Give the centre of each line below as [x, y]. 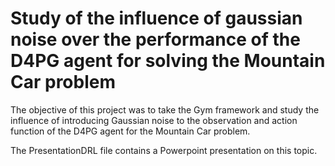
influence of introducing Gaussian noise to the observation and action [154, 120]
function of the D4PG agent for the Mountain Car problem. [130, 131]
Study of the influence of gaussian [156, 18]
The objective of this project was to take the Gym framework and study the [165, 109]
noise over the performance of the [155, 39]
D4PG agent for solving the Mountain [168, 61]
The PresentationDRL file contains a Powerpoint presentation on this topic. [164, 150]
